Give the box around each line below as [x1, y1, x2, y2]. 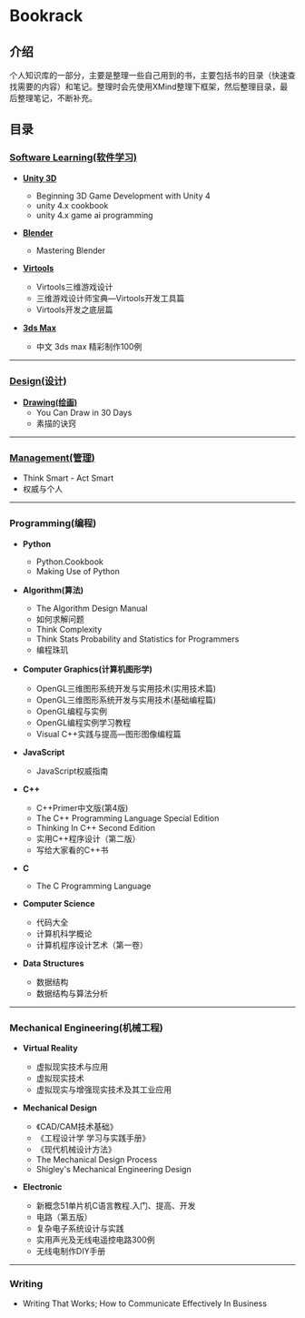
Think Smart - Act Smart [22, 472, 114, 483]
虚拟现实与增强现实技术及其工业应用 [35, 1084, 172, 1095]
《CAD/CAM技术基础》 [35, 1120, 118, 1131]
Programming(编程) [9, 517, 97, 530]
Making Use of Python [35, 565, 120, 576]
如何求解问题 [35, 613, 84, 624]
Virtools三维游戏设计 [35, 281, 113, 292]
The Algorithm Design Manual [35, 603, 148, 613]
